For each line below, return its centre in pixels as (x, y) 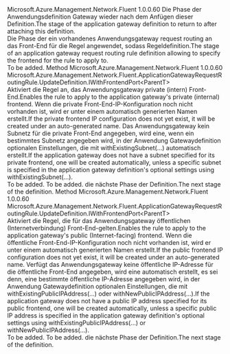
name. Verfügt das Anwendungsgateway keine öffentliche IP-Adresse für (111, 264)
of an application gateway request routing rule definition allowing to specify (114, 53)
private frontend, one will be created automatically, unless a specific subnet (114, 162)
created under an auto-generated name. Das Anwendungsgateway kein (108, 126)
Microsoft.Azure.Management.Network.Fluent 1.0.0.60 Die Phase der (104, 9)
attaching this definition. (41, 31)
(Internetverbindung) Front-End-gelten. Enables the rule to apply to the (106, 228)
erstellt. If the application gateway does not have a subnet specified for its (111, 155)
